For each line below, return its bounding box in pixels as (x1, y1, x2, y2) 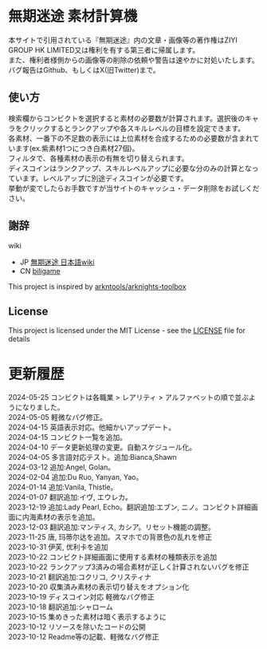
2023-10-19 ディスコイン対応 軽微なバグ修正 (8, 592, 155, 602)
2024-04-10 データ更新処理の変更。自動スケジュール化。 (8, 442, 197, 452)
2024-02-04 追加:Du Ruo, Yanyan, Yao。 (8, 473, 143, 482)
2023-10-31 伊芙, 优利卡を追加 (8, 542, 109, 552)
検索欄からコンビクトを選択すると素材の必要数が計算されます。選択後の (8, 113, 245, 123)
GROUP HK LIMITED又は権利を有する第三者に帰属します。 (8, 45, 200, 54)
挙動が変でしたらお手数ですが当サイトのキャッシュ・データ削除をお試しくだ (8, 183, 260, 192)
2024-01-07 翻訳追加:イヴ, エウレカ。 (8, 493, 133, 502)
